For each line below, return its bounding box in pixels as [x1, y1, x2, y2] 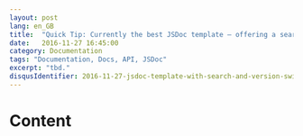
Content [9, 110, 72, 131]
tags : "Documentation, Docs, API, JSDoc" [9, 55, 168, 64]
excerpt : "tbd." [9, 64, 70, 73]
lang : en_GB [9, 22, 54, 31]
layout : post [9, 13, 59, 23]
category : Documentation [9, 47, 103, 56]
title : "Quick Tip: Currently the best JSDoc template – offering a [9, 30, 277, 39]
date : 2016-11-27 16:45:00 [9, 38, 119, 48]
